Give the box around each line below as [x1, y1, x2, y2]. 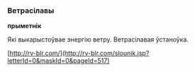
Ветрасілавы [7, 6, 55, 16]
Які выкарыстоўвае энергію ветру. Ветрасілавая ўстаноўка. [7, 35, 189, 44]
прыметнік [7, 22, 42, 30]
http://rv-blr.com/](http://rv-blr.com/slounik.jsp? [9, 49, 150, 58]
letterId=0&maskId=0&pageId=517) [7, 56, 110, 65]
